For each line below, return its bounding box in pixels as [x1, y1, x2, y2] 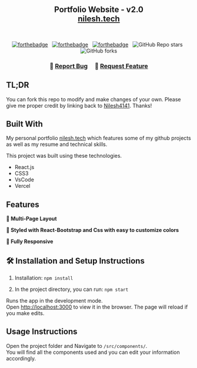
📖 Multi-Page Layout [6, 215, 57, 223]
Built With [6, 119, 43, 129]
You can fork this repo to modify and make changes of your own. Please [6, 95, 181, 102]
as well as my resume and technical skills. [6, 141, 108, 148]
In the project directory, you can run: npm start [14, 286, 129, 293]
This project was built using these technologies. [6, 152, 122, 160]
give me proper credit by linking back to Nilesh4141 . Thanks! [6, 102, 152, 109]
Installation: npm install [14, 274, 74, 281]
